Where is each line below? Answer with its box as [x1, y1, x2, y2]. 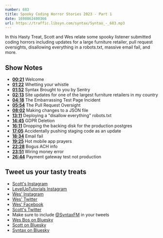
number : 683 [5, 7, 29, 12]
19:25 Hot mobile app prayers [12, 138, 72, 144]
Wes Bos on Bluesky [12, 217, 54, 222]
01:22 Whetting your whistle [12, 82, 69, 87]
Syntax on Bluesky [12, 227, 50, 233]
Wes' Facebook [12, 201, 44, 207]
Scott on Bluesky [12, 222, 46, 228]
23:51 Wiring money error [12, 149, 64, 154]
